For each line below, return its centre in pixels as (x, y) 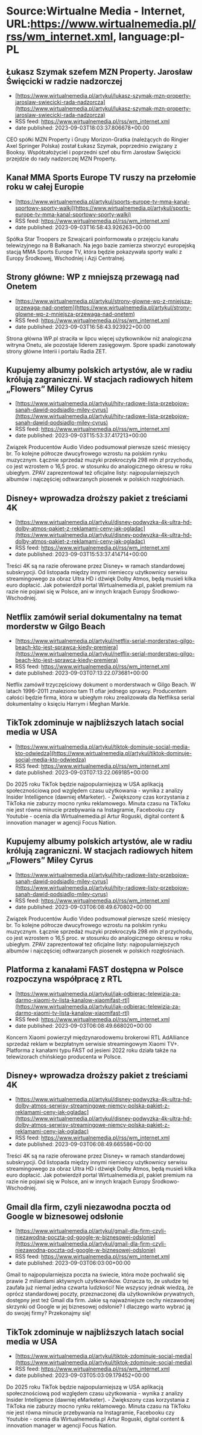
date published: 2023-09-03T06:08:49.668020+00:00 (83, 1025)
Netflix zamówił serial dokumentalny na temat (94, 617)
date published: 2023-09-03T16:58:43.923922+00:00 (83, 326)
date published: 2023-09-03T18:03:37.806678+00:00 (82, 128)
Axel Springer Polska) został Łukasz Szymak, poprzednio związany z (92, 146)
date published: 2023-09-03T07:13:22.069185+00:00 (82, 772)
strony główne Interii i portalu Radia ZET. (57, 351)
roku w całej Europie (45, 187)
